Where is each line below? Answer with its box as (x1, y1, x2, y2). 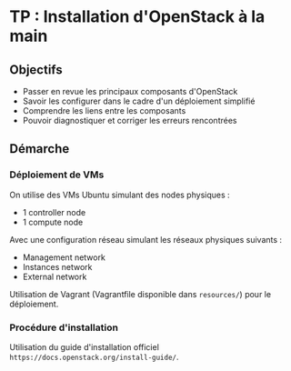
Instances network (22, 261, 93, 272)
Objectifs (9, 62, 64, 77)
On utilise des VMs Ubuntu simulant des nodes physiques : (9, 189, 230, 200)
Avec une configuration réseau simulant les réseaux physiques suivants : (9, 234, 283, 245)
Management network (22, 252, 106, 263)
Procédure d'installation (9, 321, 118, 334)
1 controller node (22, 206, 86, 217)
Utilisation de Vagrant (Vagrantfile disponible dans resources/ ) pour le (9, 288, 271, 299)
